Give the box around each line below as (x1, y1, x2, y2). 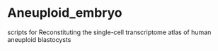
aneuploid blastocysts (7, 35, 71, 43)
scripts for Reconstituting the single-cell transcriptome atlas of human (7, 28, 212, 36)
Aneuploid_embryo (7, 5, 122, 21)
